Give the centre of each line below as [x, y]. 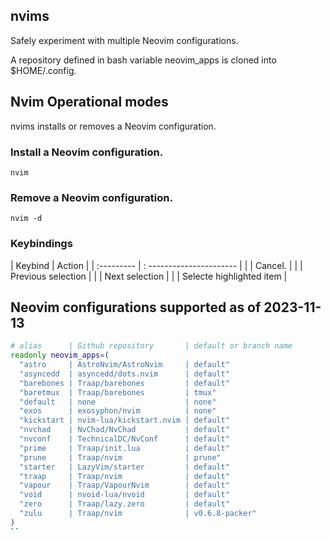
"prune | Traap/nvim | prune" [120, 457]
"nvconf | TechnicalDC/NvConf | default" [124, 439]
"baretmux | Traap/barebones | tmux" [118, 392]
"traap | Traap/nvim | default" [124, 476]
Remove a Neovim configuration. [91, 197]
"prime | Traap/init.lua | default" [124, 448]
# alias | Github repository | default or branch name [151, 346]
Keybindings [41, 244]
